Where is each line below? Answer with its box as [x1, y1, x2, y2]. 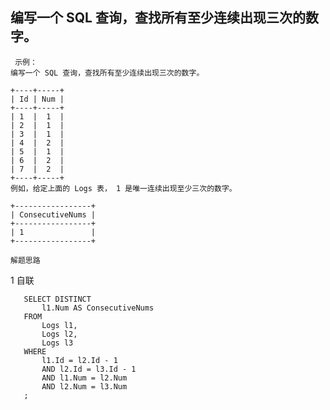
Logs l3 [41, 338, 74, 348]
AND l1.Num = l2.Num [41, 373, 128, 383]
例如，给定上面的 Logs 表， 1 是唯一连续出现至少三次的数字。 [10, 183, 237, 193]
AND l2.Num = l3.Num [41, 381, 128, 392]
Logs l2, [41, 329, 78, 339]
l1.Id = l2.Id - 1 [41, 355, 118, 365]
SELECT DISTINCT [23, 294, 92, 304]
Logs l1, [41, 320, 78, 330]
